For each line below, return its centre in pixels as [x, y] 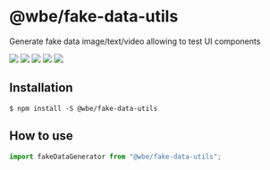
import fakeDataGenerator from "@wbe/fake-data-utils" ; [115, 157]
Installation [41, 88]
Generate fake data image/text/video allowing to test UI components [135, 41]
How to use [41, 136]
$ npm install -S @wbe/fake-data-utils [84, 108]
